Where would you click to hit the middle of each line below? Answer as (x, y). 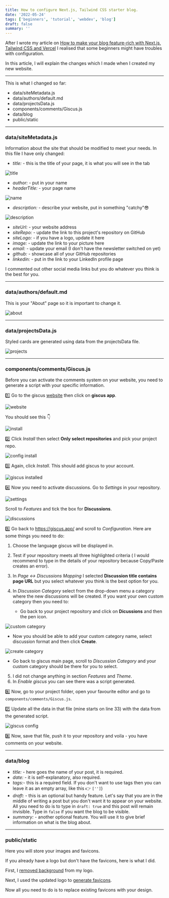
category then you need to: (41, 602)
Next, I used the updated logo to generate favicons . (59, 880)
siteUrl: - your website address (45, 227)
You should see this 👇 (28, 417)
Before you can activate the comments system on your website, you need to (84, 380)
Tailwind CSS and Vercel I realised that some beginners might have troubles (84, 48)
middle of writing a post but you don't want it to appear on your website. (87, 801)
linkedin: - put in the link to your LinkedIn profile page (68, 259)
